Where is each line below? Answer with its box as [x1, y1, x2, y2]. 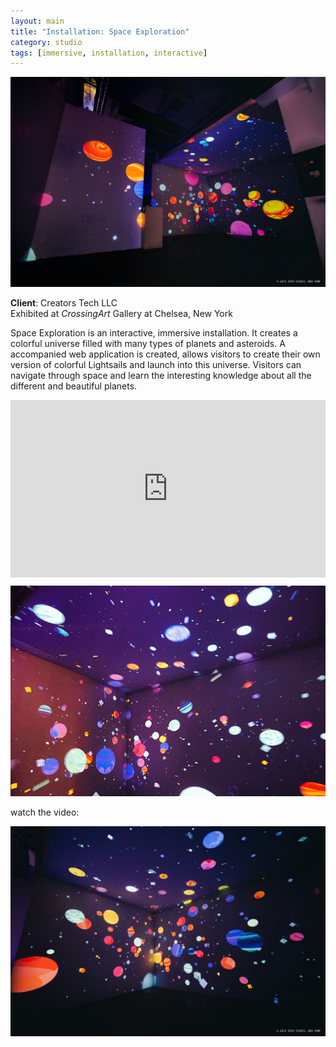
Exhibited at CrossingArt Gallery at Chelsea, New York [10, 307, 233, 319]
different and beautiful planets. [10, 380, 138, 392]
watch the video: [10, 806, 80, 819]
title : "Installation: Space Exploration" [10, 26, 190, 37]
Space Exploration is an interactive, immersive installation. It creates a [10, 326, 298, 339]
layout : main [10, 16, 65, 26]
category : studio [10, 37, 83, 47]
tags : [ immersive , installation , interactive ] [10, 48, 208, 58]
